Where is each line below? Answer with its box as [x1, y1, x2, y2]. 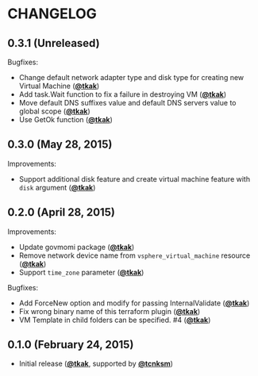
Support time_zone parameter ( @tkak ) [18, 267, 144, 277]
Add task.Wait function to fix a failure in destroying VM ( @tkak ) [18, 90, 227, 99]
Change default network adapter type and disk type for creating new [18, 73, 245, 82]
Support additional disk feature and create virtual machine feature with [18, 174, 251, 183]
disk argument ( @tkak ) [18, 182, 96, 192]
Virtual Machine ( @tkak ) [18, 81, 100, 90]
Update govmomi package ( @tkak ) [18, 242, 135, 251]
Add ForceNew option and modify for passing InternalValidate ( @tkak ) [18, 298, 250, 308]
